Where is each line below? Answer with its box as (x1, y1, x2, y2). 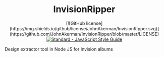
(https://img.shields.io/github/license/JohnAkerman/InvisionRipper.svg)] (9, 25, 159, 31)
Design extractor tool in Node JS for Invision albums (5, 46, 113, 52)
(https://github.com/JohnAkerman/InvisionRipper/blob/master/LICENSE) (9, 31, 159, 37)
